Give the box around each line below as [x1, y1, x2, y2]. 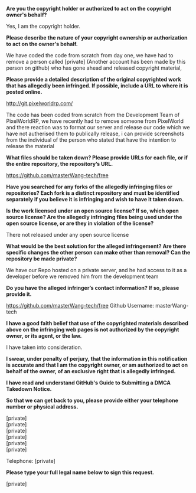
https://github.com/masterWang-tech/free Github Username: [6, 302, 155, 309]
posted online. [6, 89, 43, 95]
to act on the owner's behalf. [6, 41, 78, 47]
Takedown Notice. [6, 386, 52, 392]
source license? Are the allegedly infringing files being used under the [6, 214, 182, 220]
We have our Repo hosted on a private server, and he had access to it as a [6, 267, 187, 273]
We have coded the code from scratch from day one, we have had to [6, 52, 174, 58]
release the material [6, 143, 54, 149]
